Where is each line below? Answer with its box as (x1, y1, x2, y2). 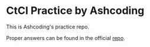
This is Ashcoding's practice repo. (6, 23, 90, 30)
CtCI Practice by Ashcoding (6, 4, 145, 17)
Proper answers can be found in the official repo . (6, 34, 125, 41)
